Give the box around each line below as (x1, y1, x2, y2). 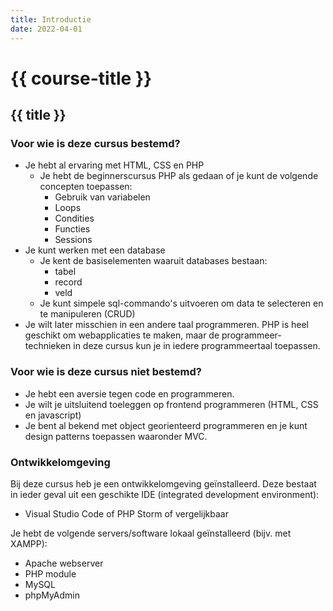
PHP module (24, 567, 77, 580)
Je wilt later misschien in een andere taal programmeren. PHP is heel (24, 319, 310, 331)
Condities (54, 212, 95, 225)
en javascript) (24, 409, 82, 421)
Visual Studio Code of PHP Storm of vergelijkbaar (24, 507, 229, 520)
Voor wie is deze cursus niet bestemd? (10, 365, 202, 379)
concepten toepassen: (39, 181, 133, 193)
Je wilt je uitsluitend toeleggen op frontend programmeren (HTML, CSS (24, 398, 319, 410)
